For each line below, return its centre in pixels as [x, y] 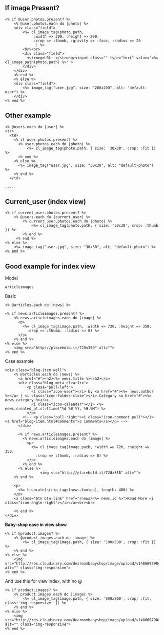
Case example [20, 361]
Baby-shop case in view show [36, 525]
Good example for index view [50, 266]
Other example [28, 116]
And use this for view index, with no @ [44, 581]
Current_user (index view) [46, 202]
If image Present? [32, 8]
